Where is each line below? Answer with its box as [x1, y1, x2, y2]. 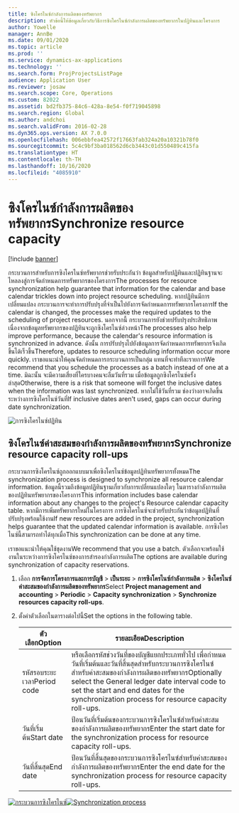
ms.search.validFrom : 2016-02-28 [8, 122, 107, 130]
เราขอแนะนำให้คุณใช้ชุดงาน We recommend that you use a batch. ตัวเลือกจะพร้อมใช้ [8, 545, 225, 553]
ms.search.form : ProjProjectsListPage [8, 70, 123, 77]
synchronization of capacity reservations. [8, 560, 130, 569]
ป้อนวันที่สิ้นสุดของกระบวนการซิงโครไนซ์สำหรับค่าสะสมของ [71, 753, 228, 763]
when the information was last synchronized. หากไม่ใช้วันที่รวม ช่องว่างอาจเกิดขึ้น [8, 386, 223, 395]
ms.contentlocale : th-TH [8, 156, 82, 164]
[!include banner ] [8, 254, 59, 263]
